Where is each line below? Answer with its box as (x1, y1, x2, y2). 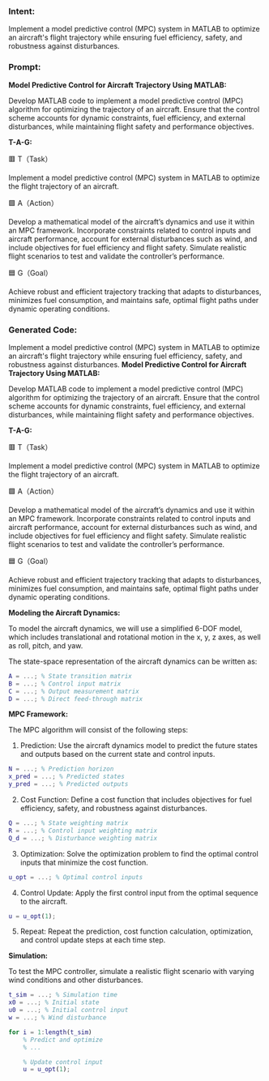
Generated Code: (8, 324, 78, 335)
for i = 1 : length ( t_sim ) (8, 1028, 92, 1036)
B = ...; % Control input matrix (8, 679, 122, 688)
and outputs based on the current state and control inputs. (19, 750, 216, 759)
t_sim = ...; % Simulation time (8, 991, 117, 999)
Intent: (8, 6, 35, 17)
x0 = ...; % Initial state (8, 998, 100, 1006)
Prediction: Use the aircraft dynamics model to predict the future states (19, 741, 258, 750)
